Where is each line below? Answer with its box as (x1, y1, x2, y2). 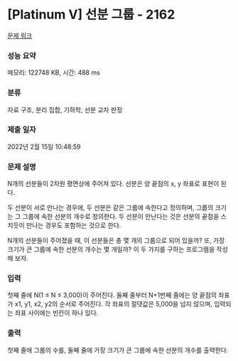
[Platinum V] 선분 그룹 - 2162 (7, 6, 175, 23)
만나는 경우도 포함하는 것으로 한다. (26, 221, 121, 230)
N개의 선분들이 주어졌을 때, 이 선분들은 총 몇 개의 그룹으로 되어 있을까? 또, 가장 (7, 236, 225, 245)
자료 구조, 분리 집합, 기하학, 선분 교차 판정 (7, 105, 123, 114)
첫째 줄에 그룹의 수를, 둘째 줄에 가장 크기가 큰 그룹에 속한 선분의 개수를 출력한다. (7, 345, 229, 354)
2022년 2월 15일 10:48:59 (7, 142, 81, 151)
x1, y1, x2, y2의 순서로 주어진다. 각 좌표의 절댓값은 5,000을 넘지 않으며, (14, 300, 213, 308)
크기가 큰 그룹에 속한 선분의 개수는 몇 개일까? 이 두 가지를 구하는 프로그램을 (7, 245, 215, 254)
